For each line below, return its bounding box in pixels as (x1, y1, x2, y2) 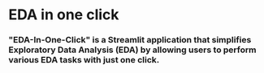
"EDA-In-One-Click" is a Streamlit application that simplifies (8, 34, 252, 46)
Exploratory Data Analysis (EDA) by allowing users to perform (8, 44, 257, 55)
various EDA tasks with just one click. (8, 55, 160, 66)
